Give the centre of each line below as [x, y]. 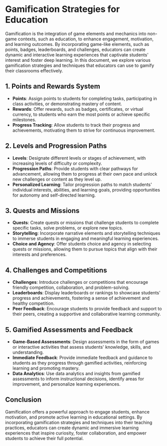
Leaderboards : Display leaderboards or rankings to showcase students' [86, 293]
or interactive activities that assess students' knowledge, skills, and [82, 347]
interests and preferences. [39, 254]
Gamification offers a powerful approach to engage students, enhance [77, 412]
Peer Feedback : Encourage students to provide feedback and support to [87, 309]
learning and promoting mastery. [46, 368]
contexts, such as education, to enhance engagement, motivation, [85, 39]
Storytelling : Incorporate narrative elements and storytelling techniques [86, 233]
